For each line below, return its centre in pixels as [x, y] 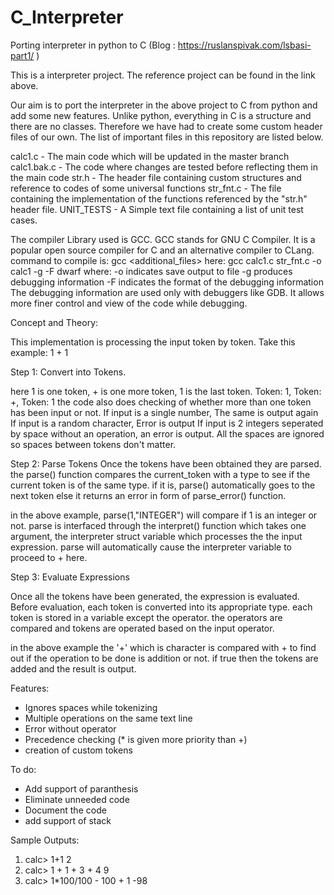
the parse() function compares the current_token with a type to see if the [160, 474]
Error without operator [70, 728]
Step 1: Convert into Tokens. [68, 372]
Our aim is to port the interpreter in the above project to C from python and [164, 105]
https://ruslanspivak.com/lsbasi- [244, 45]
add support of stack [68, 820]
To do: [23, 769]
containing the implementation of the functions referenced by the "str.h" [159, 198]
